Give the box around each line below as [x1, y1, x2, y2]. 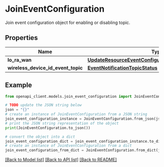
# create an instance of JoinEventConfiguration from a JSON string [5, 112, 147, 117]
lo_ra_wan [7, 56, 32, 63]
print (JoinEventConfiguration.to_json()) [5, 125, 91, 130]
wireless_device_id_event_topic [7, 64, 83, 71]
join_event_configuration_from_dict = [5, 148, 84, 153]
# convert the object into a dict [5, 134, 76, 139]
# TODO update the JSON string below [5, 103, 82, 108]
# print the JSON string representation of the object [5, 121, 119, 125]
